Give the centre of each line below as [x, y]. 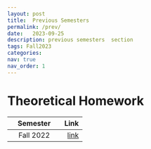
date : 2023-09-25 [36, 33]
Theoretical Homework [76, 101]
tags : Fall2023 [29, 46]
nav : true [22, 60]
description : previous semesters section [70, 40]
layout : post [26, 14]
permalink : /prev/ [34, 27]
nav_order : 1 [26, 66]
